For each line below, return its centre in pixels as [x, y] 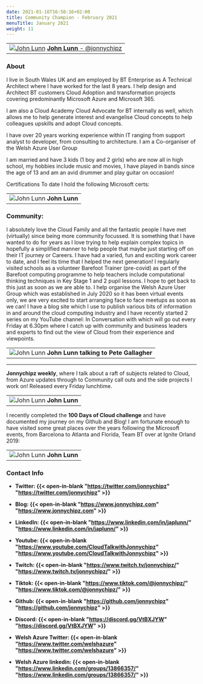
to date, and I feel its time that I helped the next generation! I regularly [93, 261]
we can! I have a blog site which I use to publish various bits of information [99, 306]
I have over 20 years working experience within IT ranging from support [96, 135]
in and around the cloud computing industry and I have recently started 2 [97, 313]
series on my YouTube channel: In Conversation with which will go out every [101, 319]
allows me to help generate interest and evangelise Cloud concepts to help [99, 117]
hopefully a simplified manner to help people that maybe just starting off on [100, 249]
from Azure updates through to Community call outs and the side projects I [99, 379]
